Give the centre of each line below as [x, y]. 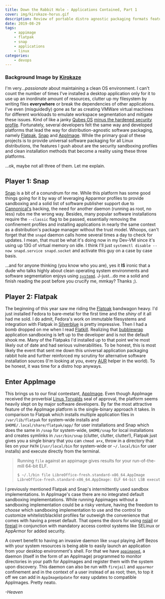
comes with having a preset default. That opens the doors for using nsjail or [82, 520]
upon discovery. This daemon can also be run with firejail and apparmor [79, 566]
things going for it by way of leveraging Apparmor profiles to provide [74, 198]
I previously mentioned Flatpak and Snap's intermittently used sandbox [77, 489]
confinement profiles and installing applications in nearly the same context [81, 224]
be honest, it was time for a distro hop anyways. [54, 366]
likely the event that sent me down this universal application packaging [77, 351]
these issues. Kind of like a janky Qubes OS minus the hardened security [79, 119]
